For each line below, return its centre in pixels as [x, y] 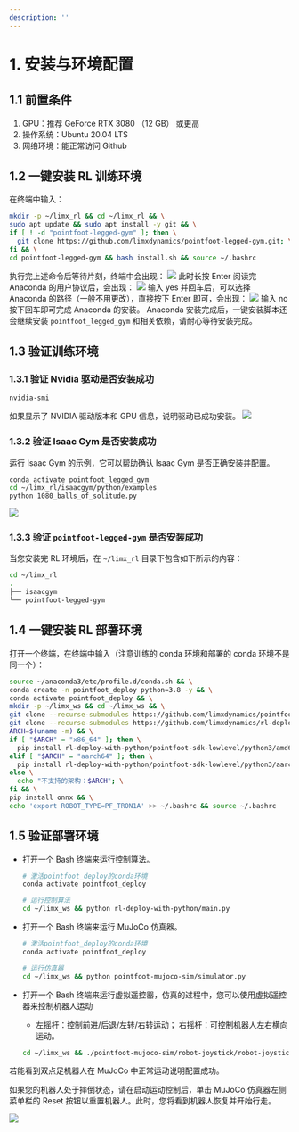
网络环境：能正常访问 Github [74, 145]
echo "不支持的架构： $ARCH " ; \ [71, 781]
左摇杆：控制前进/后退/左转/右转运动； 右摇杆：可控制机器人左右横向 [162, 1025]
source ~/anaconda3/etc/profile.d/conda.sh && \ [101, 682]
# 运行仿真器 [43, 968]
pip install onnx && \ [51, 798]
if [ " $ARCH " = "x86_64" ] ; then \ [75, 740]
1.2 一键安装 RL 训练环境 [76, 176]
